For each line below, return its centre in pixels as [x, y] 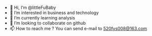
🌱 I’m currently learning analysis [42, 18]
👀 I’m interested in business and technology [54, 13]
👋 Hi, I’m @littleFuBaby [33, 8]
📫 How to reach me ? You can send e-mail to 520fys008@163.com [78, 28]
